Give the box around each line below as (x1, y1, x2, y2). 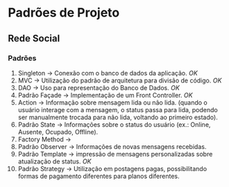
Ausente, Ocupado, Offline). (17, 127, 99, 136)
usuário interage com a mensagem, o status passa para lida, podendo (17, 105, 218, 114)
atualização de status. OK (17, 157, 92, 166)
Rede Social (8, 33, 60, 44)
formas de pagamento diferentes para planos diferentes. (17, 172, 180, 180)
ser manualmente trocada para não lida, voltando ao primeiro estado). (17, 113, 218, 121)
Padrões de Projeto (8, 5, 120, 21)
